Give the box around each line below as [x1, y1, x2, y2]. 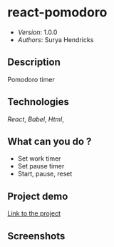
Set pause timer [17, 162, 65, 171]
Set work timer [17, 154, 61, 163]
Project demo [7, 190, 68, 202]
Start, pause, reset [17, 169, 73, 178]
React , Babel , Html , [7, 115, 64, 123]
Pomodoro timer [7, 75, 55, 84]
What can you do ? [7, 135, 92, 147]
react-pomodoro [7, 4, 108, 21]
